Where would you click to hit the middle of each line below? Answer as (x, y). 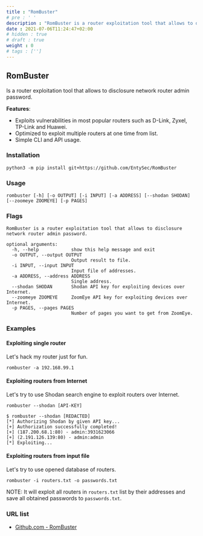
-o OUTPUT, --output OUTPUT (47, 255)
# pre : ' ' (21, 18)
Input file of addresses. (104, 271)
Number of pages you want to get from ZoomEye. (132, 313)
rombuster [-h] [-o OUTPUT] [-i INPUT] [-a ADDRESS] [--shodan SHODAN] (98, 196)
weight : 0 (20, 46)
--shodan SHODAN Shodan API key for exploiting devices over (98, 287)
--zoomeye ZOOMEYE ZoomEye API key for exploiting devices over (100, 297)
